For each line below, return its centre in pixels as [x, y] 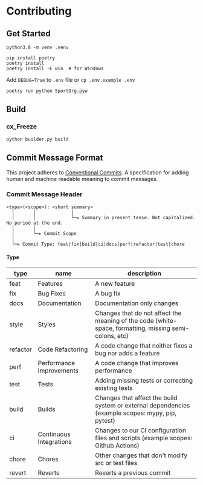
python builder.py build [37, 139]
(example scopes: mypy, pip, [136, 413]
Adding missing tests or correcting [144, 381]
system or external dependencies [143, 405]
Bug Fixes [52, 293]
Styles [47, 324]
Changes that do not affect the [138, 313]
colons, [105, 336]
